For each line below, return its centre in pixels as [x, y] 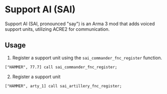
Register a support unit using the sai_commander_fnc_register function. [87, 58]
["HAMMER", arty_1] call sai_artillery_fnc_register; [64, 86]
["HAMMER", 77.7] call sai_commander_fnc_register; [61, 67]
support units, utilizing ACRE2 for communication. [57, 29]
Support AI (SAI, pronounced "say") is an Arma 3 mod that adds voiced [80, 24]
